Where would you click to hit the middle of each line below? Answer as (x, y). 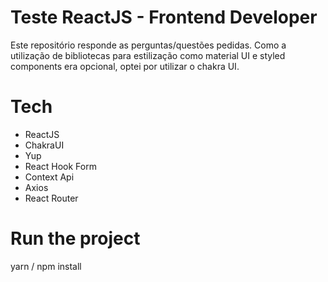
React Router (51, 198)
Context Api (49, 177)
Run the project (75, 238)
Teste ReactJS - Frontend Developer (164, 17)
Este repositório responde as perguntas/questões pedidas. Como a (148, 45)
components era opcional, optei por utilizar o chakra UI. (125, 66)
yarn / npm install (46, 266)
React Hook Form (60, 166)
